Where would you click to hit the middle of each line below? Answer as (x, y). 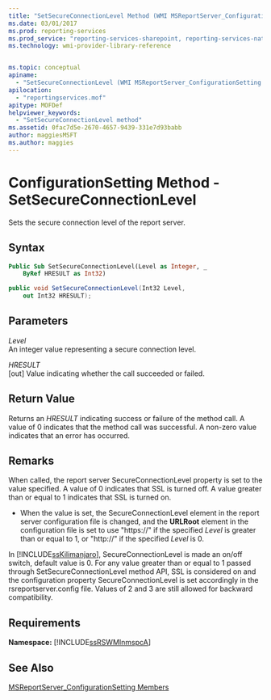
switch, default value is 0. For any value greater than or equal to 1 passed (130, 563)
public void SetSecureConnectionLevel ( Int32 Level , (97, 289)
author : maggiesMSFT (43, 135)
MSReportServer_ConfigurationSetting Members (89, 687)
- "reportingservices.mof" (61, 98)
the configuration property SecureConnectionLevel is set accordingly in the (133, 580)
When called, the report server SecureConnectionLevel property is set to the (136, 480)
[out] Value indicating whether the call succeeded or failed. (107, 373)
